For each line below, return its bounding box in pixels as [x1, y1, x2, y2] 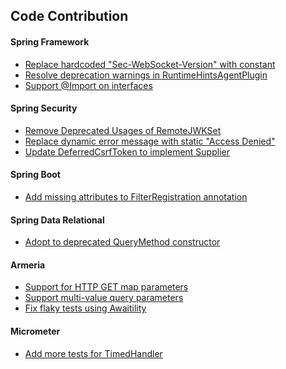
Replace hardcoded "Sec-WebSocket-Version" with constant [24, 58, 276, 70]
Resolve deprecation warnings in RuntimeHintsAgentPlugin [24, 69, 268, 81]
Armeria [10, 259, 46, 271]
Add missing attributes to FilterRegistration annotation [24, 191, 248, 203]
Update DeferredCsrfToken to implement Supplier [24, 145, 230, 158]
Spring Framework [10, 35, 90, 48]
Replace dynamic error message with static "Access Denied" [24, 135, 276, 147]
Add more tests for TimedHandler [24, 347, 163, 359]
